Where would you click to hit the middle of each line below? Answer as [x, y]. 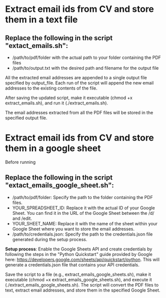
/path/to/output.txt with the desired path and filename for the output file [85, 68]
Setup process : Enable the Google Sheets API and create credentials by [79, 249]
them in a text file [42, 20]
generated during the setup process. [50, 239]
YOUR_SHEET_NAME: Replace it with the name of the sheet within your [85, 223]
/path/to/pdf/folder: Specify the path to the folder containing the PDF [83, 197]
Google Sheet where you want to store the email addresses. [73, 229]
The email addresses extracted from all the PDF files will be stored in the [79, 113]
